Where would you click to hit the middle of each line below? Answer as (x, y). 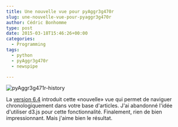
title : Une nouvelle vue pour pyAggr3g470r (60, 11)
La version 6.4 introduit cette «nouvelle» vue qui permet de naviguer (89, 99)
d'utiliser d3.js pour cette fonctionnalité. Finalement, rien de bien (84, 112)
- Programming (28, 45)
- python (22, 55)
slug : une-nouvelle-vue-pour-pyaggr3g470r (59, 17)
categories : (21, 39)
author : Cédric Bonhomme (36, 22)
